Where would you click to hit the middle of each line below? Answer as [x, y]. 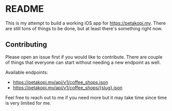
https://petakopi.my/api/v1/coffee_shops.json [60, 82]
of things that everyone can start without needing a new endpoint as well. [83, 62]
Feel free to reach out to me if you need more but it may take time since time [86, 97]
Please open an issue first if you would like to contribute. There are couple [84, 57]
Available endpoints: [27, 72]
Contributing [26, 45]
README [25, 9]
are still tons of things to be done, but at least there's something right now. [84, 28]
